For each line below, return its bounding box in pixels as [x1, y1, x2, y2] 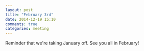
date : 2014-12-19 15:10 [5, 17, 56, 22]
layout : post [5, 7, 33, 13]
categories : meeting [5, 26, 50, 31]
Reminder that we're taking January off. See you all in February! [5, 40, 139, 46]
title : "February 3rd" [5, 12, 54, 17]
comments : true [5, 21, 38, 27]
